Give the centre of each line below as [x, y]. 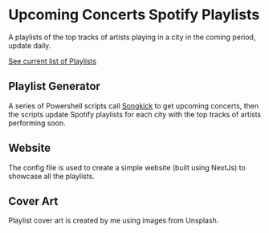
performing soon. [37, 123]
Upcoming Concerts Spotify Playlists [134, 15]
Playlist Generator [54, 86]
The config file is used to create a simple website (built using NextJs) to [127, 167]
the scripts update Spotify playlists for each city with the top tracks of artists [135, 114]
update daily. [30, 45]
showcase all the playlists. [51, 176]
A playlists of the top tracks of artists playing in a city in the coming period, [132, 37]
